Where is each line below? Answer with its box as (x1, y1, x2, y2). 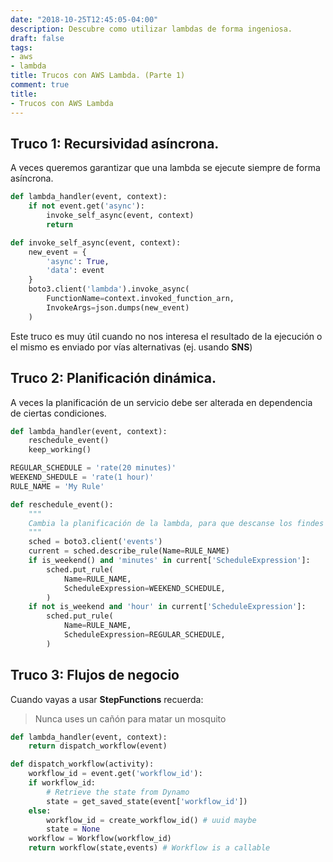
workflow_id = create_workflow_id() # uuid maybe (46, 815, 257, 825)
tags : (10, 42, 33, 53)
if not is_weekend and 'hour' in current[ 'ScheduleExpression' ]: (28, 602, 307, 612)
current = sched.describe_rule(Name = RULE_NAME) (28, 546, 230, 556)
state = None (46, 824, 101, 835)
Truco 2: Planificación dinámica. (10, 370, 217, 387)
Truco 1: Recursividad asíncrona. (10, 135, 220, 152)
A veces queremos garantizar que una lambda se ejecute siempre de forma (10, 162, 321, 174)
